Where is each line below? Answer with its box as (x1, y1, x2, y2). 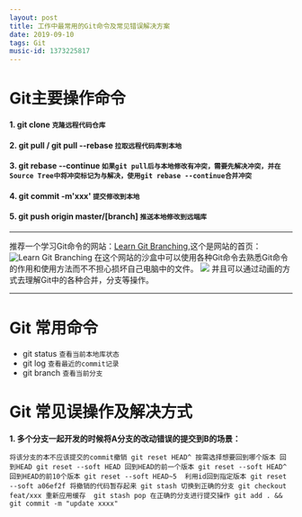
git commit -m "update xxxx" (9, 499, 119, 508)
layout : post (9, 13, 58, 23)
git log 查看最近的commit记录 (22, 358, 120, 368)
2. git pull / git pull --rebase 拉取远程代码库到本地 (9, 140, 182, 150)
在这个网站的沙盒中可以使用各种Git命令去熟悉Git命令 (93, 251, 289, 262)
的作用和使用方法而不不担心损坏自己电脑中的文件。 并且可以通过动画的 (9, 263, 283, 274)
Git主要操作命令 (9, 88, 126, 109)
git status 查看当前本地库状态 (22, 348, 120, 358)
